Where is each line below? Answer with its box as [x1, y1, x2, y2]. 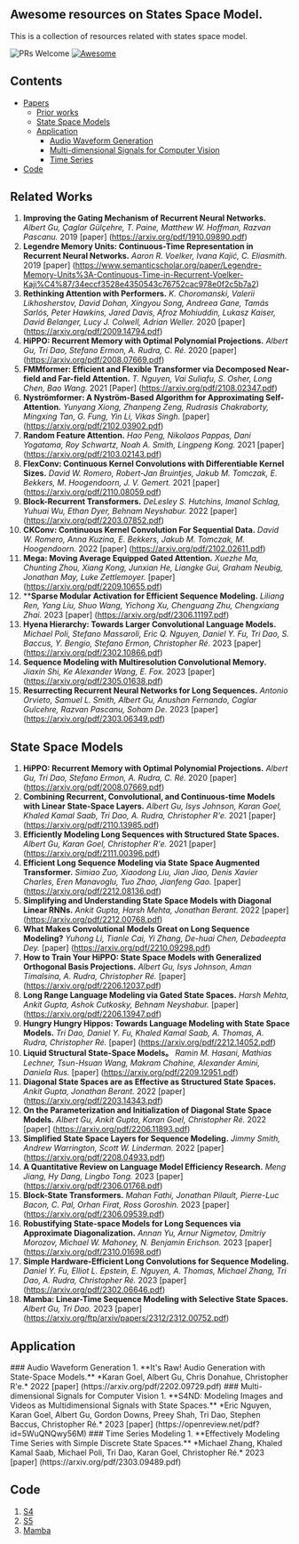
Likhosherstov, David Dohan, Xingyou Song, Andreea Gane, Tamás [22, 298, 270, 309]
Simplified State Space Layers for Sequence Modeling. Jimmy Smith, [22, 1133, 280, 1144]
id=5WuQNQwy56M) [10, 1428, 87, 1439]
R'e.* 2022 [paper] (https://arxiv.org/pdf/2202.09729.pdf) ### [10, 1381, 239, 1392]
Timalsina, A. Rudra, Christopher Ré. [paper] [22, 971, 186, 982]
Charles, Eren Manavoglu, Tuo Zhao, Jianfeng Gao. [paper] [22, 876, 241, 888]
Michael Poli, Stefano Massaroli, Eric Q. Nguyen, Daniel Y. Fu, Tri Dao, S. [22, 629, 289, 639]
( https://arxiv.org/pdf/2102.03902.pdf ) [22, 421, 164, 431]
